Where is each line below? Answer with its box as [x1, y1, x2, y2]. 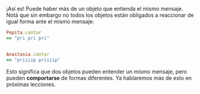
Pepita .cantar [6, 30, 42, 36]
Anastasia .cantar [6, 51, 50, 57]
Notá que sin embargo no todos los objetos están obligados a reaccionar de [6, 11, 194, 19]
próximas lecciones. [6, 81, 56, 88]
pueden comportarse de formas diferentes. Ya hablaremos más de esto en [6, 74, 192, 81]
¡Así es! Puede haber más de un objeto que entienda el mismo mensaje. [6, 5, 183, 12]
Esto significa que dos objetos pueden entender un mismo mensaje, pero [6, 67, 187, 75]
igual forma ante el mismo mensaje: [6, 18, 94, 25]
